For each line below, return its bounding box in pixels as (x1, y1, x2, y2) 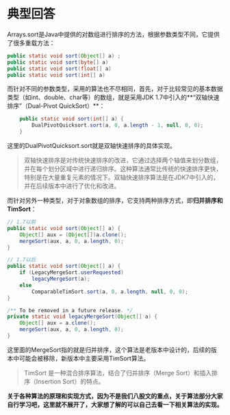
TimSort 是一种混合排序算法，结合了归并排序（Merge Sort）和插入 (23, 368, 212, 377)
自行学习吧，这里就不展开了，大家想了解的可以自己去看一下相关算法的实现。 (7, 400, 223, 408)
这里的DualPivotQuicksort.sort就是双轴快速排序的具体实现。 (7, 142, 177, 150)
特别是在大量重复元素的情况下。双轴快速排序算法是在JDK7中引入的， (23, 173, 220, 181)
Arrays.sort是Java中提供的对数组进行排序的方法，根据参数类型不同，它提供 (7, 30, 220, 38)
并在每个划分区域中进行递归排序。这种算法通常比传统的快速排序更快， (23, 165, 222, 173)
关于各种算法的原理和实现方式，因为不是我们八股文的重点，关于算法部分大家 (7, 392, 223, 400)
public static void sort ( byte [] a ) (7, 59, 109, 66)
